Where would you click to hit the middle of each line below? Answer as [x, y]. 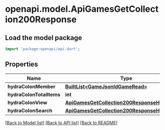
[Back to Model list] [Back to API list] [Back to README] [61, 123]
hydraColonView [27, 102]
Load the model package [44, 38]
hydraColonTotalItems [34, 95]
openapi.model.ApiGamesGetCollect [82, 9]
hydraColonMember [31, 86]
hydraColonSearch [30, 110]
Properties [22, 64]
